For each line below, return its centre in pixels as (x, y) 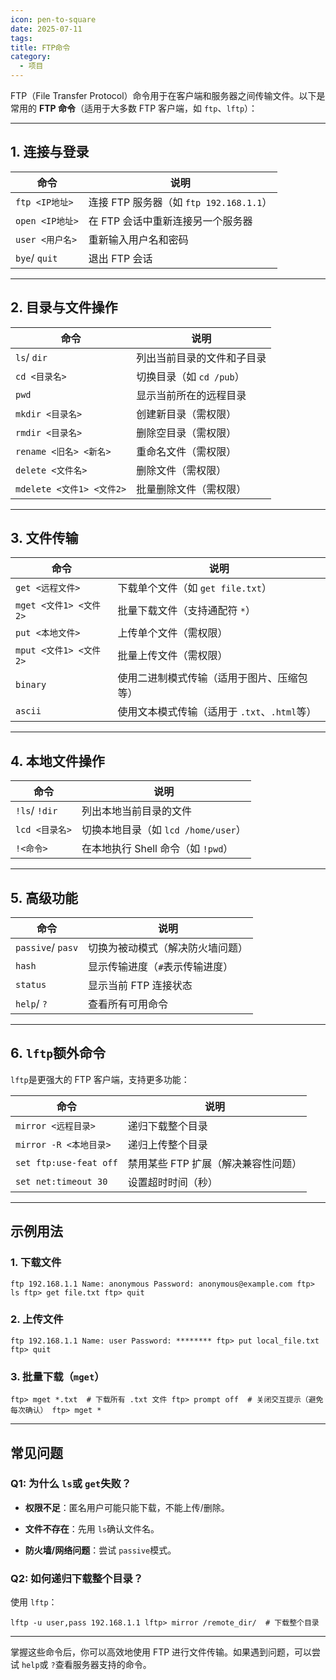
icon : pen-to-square (53, 19)
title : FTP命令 (40, 47)
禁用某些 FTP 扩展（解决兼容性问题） (215, 1163)
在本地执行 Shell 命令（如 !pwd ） (157, 849)
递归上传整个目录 (167, 1144)
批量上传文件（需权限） (172, 656)
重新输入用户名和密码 (138, 239)
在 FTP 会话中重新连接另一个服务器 (170, 221)
